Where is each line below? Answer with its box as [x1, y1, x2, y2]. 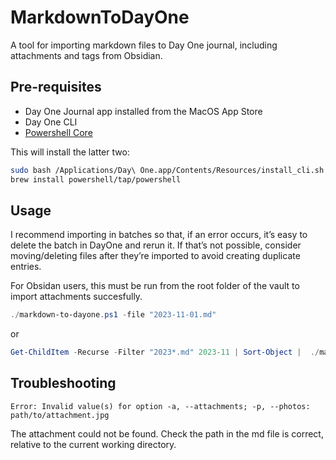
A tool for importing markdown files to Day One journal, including [10, 39, 278, 51]
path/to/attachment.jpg [10, 410, 110, 420]
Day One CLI [24, 116, 78, 128]
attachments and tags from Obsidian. [10, 49, 163, 61]
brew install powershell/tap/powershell [10, 174, 182, 185]
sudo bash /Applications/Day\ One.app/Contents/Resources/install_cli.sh [10, 165, 325, 175]
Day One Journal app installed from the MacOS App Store [24, 105, 263, 117]
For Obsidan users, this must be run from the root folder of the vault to [10, 280, 300, 292]
